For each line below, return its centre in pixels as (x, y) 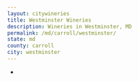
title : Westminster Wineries (49, 20)
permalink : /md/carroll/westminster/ (62, 33)
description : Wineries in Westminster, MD (69, 26)
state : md (22, 39)
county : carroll (31, 46)
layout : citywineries (39, 13)
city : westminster (34, 53)
